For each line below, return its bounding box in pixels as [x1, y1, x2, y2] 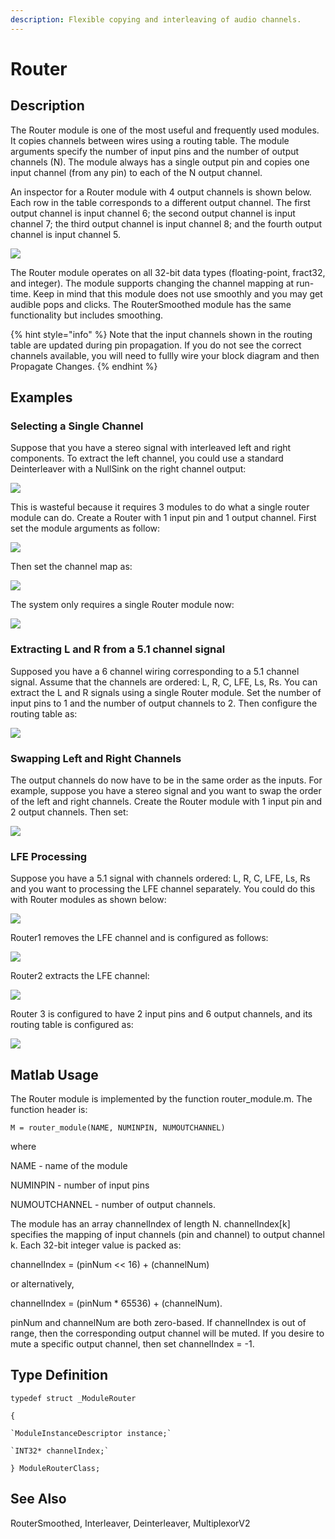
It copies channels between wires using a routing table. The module [10, 134, 290, 146]
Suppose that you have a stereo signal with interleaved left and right [10, 442, 292, 454]
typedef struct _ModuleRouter [10, 1393, 137, 1403]
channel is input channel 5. [10, 228, 122, 240]
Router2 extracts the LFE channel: [10, 970, 150, 982]
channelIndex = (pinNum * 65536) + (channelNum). [10, 1297, 223, 1310]
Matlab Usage [10, 1066, 99, 1083]
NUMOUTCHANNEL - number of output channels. [10, 1199, 216, 1211]
